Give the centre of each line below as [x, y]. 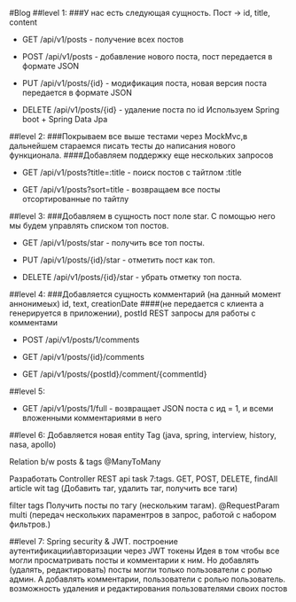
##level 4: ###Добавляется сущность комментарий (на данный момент [145, 294]
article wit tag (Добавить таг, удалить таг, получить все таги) [124, 488]
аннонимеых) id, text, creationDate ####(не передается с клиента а [136, 304]
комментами [34, 322]
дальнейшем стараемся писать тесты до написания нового [123, 146]
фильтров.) [30, 524]
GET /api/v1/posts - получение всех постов [103, 39]
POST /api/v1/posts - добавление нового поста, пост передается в [147, 56]
